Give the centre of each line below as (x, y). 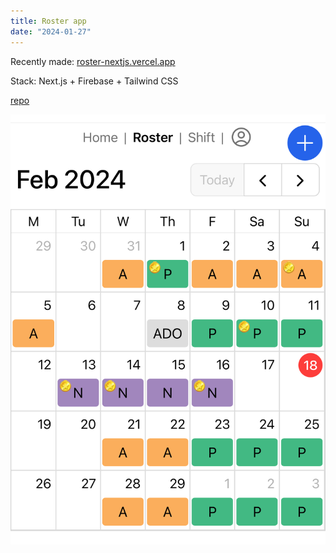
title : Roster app (48, 21)
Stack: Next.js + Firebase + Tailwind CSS (94, 81)
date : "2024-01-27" (51, 31)
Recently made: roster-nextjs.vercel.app (93, 61)
